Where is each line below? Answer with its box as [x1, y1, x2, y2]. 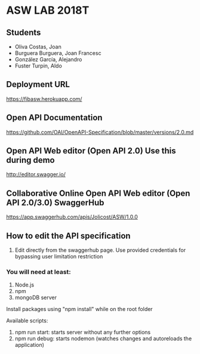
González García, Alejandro [14, 56, 82, 63]
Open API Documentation [6, 113, 103, 123]
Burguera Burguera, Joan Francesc [14, 50, 101, 57]
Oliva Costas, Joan [14, 43, 61, 50]
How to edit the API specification [6, 230, 131, 241]
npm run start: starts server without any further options [14, 329, 151, 336]
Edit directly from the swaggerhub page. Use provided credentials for [14, 247, 186, 254]
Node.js [14, 281, 35, 288]
